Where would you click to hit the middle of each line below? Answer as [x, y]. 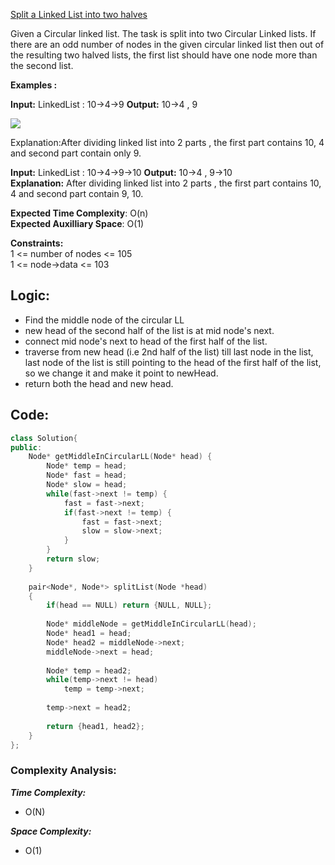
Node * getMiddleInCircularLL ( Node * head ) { [120, 457]
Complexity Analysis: [63, 771]
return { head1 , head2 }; [95, 726]
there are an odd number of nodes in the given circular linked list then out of [167, 44]
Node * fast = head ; [87, 475]
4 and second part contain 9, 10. [77, 193]
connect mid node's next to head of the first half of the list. [146, 341]
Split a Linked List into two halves [79, 14]
